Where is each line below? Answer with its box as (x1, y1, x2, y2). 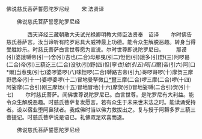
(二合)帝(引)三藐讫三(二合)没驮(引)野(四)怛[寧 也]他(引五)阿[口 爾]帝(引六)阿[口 (6, 61, 196, 68)
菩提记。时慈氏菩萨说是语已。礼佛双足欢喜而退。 (6, 114, 127, 120)
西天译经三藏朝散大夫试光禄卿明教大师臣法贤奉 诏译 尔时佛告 (26, 31, 192, 38)
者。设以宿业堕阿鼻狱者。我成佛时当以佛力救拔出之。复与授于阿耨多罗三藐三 (6, 106, 196, 113)
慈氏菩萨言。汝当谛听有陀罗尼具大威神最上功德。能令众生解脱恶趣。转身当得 (6, 39, 196, 45)
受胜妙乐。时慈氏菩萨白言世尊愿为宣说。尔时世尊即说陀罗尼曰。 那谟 (6, 46, 187, 53)
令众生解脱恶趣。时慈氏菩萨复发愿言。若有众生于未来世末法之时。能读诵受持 (6, 99, 196, 105)
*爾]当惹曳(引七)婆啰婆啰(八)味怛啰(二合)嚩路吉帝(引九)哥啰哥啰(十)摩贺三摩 (6, 69, 194, 75)
